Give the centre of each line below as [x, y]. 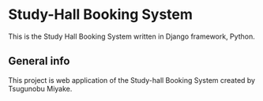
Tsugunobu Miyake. [40, 88]
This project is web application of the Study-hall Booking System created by [131, 80]
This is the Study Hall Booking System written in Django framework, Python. [131, 36]
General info [39, 61]
